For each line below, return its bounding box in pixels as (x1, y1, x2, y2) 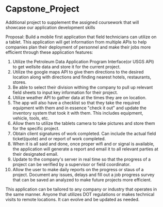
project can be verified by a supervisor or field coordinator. (12, 161, 131, 167)
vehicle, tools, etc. (12, 115, 49, 121)
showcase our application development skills (5, 24, 96, 30)
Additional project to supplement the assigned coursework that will (5, 19, 139, 25)
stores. (12, 79, 27, 85)
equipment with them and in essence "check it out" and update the (12, 105, 147, 111)
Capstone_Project (5, 3, 80, 15)
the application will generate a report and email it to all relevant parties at (12, 146, 159, 152)
